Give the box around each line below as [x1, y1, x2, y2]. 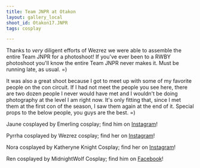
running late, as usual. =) [6, 66, 67, 73]
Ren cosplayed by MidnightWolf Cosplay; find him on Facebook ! [6, 155, 164, 163]
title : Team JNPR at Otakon [6, 8, 76, 15]
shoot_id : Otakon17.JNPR [6, 20, 68, 26]
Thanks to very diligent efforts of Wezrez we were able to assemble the [6, 47, 182, 54]
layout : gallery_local [6, 14, 63, 20]
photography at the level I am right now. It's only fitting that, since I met [6, 97, 181, 104]
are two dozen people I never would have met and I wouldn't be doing [6, 90, 178, 97]
